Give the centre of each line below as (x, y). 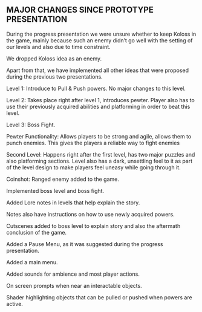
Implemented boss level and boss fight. (55, 190)
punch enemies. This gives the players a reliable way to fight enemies (93, 143)
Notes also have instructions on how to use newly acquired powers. (91, 214)
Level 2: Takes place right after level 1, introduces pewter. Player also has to (100, 100)
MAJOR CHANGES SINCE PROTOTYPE (80, 10)
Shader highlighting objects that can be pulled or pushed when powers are (99, 297)
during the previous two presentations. (54, 76)
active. (15, 304)
